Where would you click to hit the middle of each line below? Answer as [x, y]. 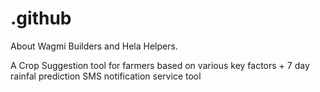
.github [41, 18]
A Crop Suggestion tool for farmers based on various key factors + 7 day [160, 65]
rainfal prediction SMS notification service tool [106, 76]
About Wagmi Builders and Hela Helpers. [94, 46]
